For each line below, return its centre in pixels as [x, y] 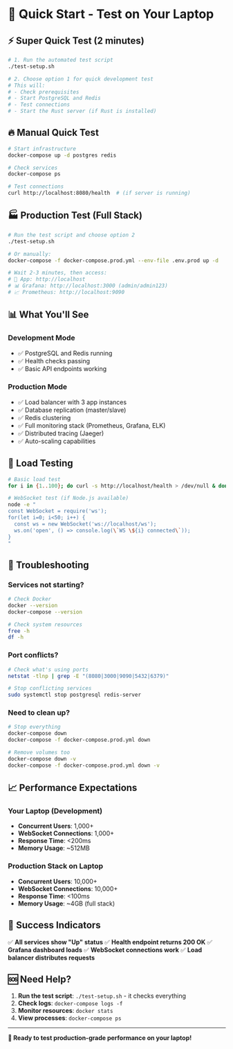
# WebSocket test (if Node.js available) [68, 499]
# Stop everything [34, 727]
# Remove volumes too [39, 753]
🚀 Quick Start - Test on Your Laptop [111, 14]
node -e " [22, 505]
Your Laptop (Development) [55, 811]
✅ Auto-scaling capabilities [57, 441]
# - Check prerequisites [44, 92]
